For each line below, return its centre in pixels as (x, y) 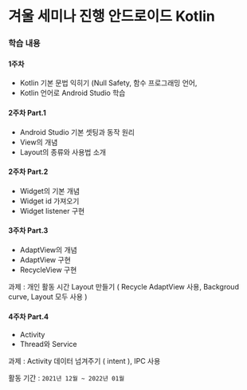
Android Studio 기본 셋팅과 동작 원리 (77, 132)
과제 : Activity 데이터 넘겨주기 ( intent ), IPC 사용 (84, 361)
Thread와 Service (48, 345)
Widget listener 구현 (52, 211)
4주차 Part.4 (29, 317)
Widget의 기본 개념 (50, 191)
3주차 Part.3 (28, 230)
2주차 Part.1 (27, 112)
